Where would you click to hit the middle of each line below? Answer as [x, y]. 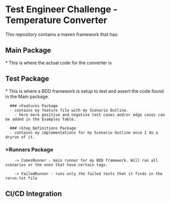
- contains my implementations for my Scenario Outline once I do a [84, 133]
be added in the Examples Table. [41, 119]
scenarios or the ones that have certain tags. [57, 165]
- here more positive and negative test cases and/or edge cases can [90, 115]
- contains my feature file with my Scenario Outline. [69, 110]
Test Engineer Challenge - [62, 9]
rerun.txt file [21, 178]
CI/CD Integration [34, 194]
